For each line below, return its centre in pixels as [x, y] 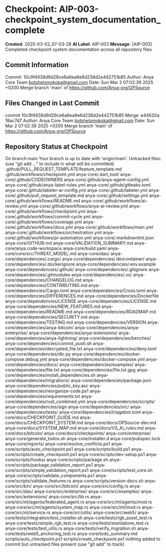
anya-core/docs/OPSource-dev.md [120, 423]
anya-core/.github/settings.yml [116, 195]
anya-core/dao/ [94, 254]
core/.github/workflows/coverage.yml [44, 222]
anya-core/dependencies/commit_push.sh [49, 344]
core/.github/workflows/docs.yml [39, 227]
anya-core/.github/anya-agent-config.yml [106, 180]
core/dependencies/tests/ [32, 412]
